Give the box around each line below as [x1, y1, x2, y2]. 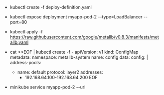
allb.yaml [9, 39, 29, 45]
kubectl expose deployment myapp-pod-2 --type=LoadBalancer [9, 14, 143, 19]
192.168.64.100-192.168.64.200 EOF [24, 75, 98, 80]
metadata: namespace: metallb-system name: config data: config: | [9, 54, 149, 60]
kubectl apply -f [9, 29, 43, 34]
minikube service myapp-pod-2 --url [9, 84, 86, 90]
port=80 [9, 19, 27, 25]
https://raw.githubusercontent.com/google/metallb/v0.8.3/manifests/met [9, 34, 159, 40]
